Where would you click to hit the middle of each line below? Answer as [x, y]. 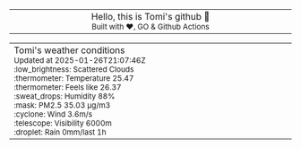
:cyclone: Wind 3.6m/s [53, 114]
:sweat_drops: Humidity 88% [64, 96]
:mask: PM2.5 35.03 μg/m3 [62, 105]
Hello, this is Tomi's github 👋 [150, 17]
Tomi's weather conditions [69, 50]
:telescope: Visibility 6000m [63, 123]
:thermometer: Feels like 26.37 [68, 88]
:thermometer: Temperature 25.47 [74, 79]
